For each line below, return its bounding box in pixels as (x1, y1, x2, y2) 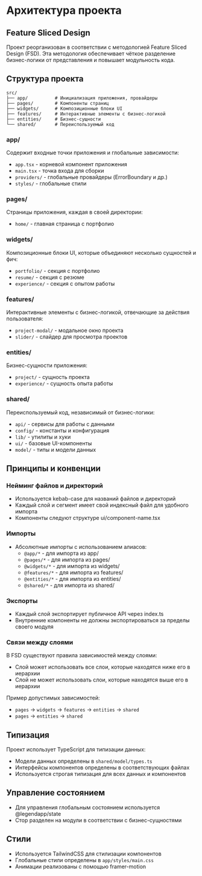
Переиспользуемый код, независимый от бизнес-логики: (6, 408, 155, 416)
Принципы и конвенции (6, 463, 101, 474)
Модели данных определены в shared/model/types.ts (14, 757, 153, 765)
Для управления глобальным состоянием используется (14, 804, 160, 811)
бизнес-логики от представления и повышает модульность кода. (6, 57, 175, 63)
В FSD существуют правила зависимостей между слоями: (6, 652, 157, 659)
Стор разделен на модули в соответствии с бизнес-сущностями (14, 816, 182, 824)
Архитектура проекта (6, 4, 122, 17)
